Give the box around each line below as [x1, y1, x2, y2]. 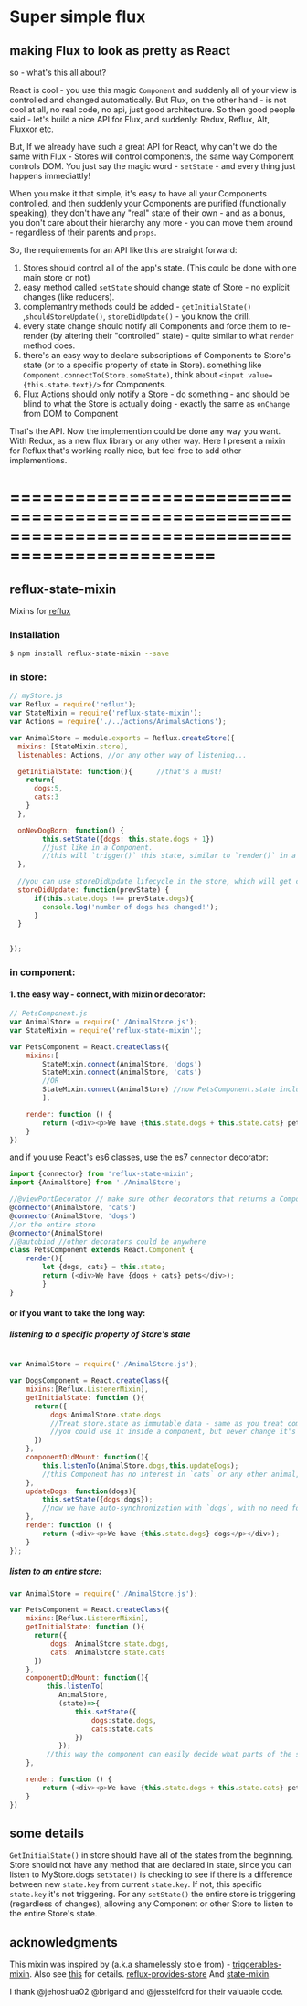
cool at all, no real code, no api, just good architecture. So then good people [9, 104, 296, 115]
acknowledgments [9, 1935, 118, 1950]
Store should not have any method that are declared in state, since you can [9, 1860, 292, 1871]
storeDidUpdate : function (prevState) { [17, 885, 170, 895]
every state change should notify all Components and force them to [22, 321, 278, 331]
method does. [22, 340, 76, 351]
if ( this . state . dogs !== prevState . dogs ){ [33, 894, 195, 903]
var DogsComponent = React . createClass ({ [9, 1376, 170, 1385]
